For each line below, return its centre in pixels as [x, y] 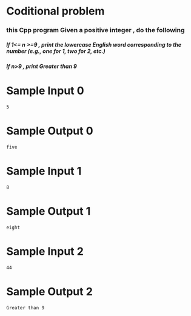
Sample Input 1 [44, 171]
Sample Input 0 [45, 91]
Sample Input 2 [45, 251]
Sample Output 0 [50, 131]
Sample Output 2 [49, 291]
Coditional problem [55, 11]
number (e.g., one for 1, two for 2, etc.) [56, 51]
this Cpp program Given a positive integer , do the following [95, 30]
